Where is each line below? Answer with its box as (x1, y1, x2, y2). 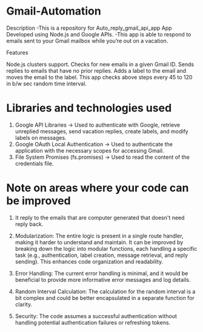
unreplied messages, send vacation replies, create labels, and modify (15, 127, 189, 134)
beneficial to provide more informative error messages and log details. (15, 276, 191, 283)
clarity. (15, 300, 32, 308)
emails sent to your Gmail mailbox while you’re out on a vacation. (6, 37, 168, 44)
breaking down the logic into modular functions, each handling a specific (15, 245, 198, 252)
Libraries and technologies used (6, 101, 172, 115)
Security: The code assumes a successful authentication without (15, 312, 177, 319)
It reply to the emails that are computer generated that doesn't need (15, 214, 185, 221)
